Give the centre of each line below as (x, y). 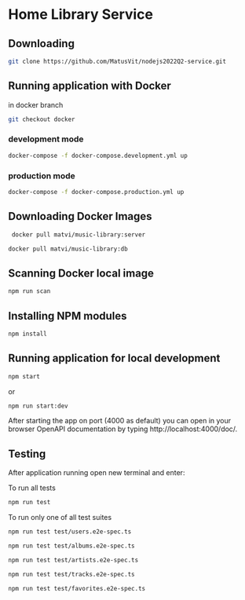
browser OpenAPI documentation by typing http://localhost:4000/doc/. (123, 429)
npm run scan (29, 291)
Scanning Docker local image (81, 273)
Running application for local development (114, 359)
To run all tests (32, 488)
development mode (46, 139)
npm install (27, 334)
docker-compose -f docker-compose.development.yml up (98, 155)
